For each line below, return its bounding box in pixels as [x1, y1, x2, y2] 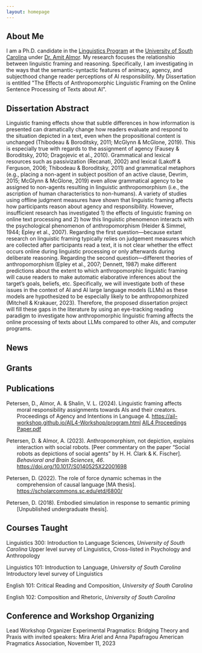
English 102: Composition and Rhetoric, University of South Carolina [6, 593, 176, 600]
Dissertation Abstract [6, 103, 89, 114]
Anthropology [6, 551, 40, 559]
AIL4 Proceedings [142, 418, 187, 426]
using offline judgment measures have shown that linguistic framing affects [6, 197, 193, 204]
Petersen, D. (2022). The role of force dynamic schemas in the [6, 474, 162, 481]
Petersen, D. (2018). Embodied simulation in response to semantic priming [6, 499, 190, 506]
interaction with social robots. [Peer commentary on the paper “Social [17, 443, 191, 450]
